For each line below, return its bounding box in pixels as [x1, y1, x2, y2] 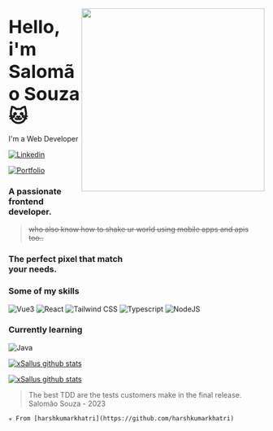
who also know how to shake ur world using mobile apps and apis [28, 224, 249, 234]
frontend [8, 195, 45, 207]
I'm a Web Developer [8, 134, 79, 143]
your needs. [8, 263, 57, 275]
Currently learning [8, 324, 83, 336]
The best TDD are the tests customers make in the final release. [28, 390, 242, 399]
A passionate [8, 185, 63, 197]
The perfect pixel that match [8, 254, 123, 265]
